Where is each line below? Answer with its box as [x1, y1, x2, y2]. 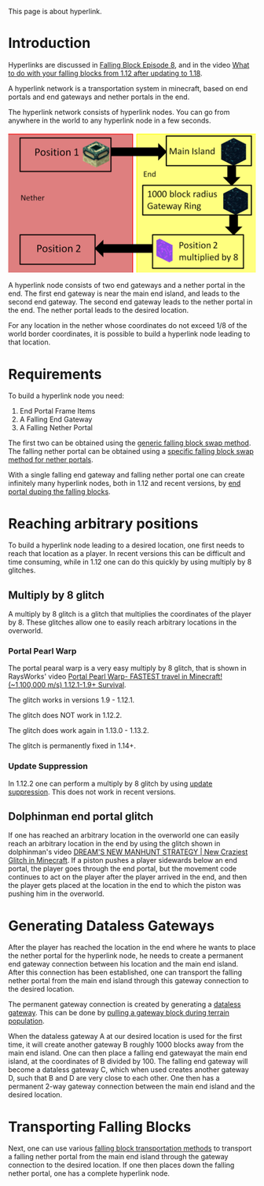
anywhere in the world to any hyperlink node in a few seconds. [8, 116, 211, 125]
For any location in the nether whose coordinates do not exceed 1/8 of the [8, 321, 247, 330]
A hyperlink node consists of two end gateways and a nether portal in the [8, 281, 246, 290]
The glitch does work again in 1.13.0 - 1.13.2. [8, 726, 149, 735]
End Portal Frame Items [19, 407, 96, 416]
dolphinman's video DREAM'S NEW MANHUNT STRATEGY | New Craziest [8, 847, 248, 856]
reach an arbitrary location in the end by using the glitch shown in [8, 839, 221, 849]
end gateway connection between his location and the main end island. [8, 959, 239, 969]
